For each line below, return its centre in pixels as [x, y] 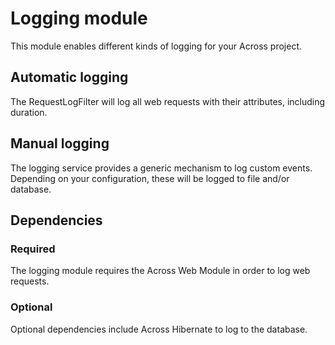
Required [33, 249]
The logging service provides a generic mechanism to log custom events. [161, 168]
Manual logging [60, 143]
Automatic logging [69, 77]
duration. [29, 112]
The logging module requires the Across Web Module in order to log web [160, 271]
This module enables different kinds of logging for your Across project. [156, 46]
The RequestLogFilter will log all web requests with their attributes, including [168, 101]
